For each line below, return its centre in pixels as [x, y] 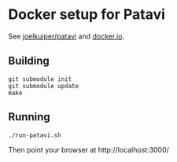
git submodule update [44, 86]
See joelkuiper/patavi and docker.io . [66, 36]
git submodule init [40, 79]
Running [29, 117]
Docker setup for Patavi [87, 15]
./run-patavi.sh [35, 135]
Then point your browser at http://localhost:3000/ [88, 149]
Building [29, 61]
